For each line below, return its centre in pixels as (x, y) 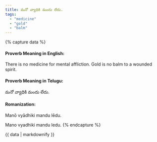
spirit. (11, 70)
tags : (11, 14)
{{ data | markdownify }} (30, 134)
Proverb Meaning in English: (35, 53)
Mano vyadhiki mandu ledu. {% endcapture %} (53, 125)
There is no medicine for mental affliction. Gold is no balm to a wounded (79, 64)
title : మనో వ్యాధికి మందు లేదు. (34, 10)
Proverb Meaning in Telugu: (34, 81)
